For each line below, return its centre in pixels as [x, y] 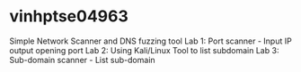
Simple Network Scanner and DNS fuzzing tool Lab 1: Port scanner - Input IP [150, 41]
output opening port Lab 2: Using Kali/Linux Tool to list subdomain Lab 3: [144, 50]
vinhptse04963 [69, 16]
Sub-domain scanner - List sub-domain [82, 60]
